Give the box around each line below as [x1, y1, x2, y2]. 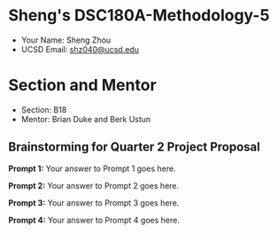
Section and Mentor [8, 75, 157, 96]
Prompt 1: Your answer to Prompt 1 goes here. [8, 163, 176, 174]
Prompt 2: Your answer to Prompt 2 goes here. [8, 180, 180, 191]
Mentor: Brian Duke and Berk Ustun [20, 113, 151, 124]
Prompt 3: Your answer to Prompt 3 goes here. [8, 197, 180, 208]
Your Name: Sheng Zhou [20, 35, 112, 45]
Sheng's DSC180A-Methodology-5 [8, 5, 270, 26]
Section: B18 [20, 104, 67, 115]
